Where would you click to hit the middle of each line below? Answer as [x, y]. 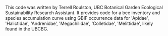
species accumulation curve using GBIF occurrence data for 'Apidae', [77, 18]
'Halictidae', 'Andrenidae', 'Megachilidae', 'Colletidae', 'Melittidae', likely [79, 23]
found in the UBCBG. [27, 29]
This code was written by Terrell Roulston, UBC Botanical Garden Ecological [84, 7]
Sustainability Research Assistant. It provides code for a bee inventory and [83, 13]
